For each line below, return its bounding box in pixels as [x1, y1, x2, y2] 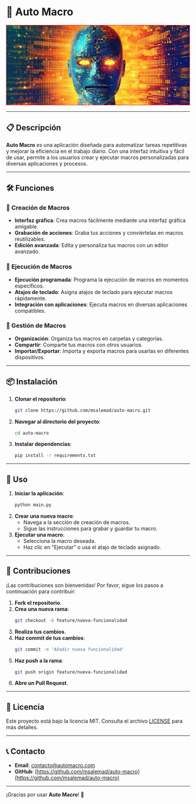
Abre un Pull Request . [14, 679, 68, 687]
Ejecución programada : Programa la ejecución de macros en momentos [14, 276, 188, 283]
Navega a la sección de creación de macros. [23, 518, 130, 526]
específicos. [14, 282, 44, 289]
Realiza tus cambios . [14, 628, 66, 635]
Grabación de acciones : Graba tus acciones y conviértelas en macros [14, 230, 184, 237]
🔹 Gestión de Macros [6, 321, 66, 330]
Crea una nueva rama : [14, 605, 69, 613]
